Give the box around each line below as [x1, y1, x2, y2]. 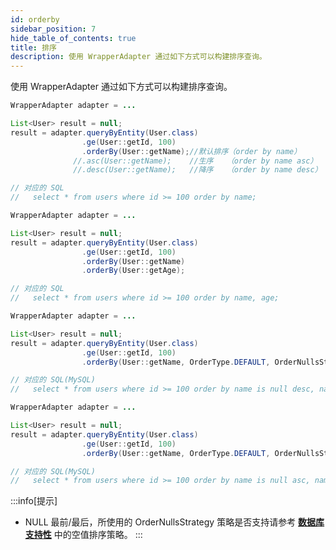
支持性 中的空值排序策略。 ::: [24, 529, 143, 541]
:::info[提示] [10, 495, 58, 507]
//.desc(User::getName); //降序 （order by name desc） [73, 165, 323, 175]
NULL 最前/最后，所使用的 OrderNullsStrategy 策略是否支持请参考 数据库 [24, 516, 325, 528]
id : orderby [10, 14, 60, 25]
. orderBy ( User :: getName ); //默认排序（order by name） [81, 146, 302, 156]
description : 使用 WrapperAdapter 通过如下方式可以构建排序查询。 [10, 52, 267, 62]
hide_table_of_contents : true [10, 33, 137, 43]
